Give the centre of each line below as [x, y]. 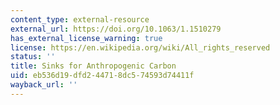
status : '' [33, 57]
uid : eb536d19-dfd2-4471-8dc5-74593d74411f [102, 76]
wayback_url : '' [44, 85]
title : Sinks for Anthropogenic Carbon [93, 66]
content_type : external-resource [80, 19]
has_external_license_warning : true [86, 38]
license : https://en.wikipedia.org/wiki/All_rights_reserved [140, 47]
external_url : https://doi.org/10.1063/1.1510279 [116, 29]
